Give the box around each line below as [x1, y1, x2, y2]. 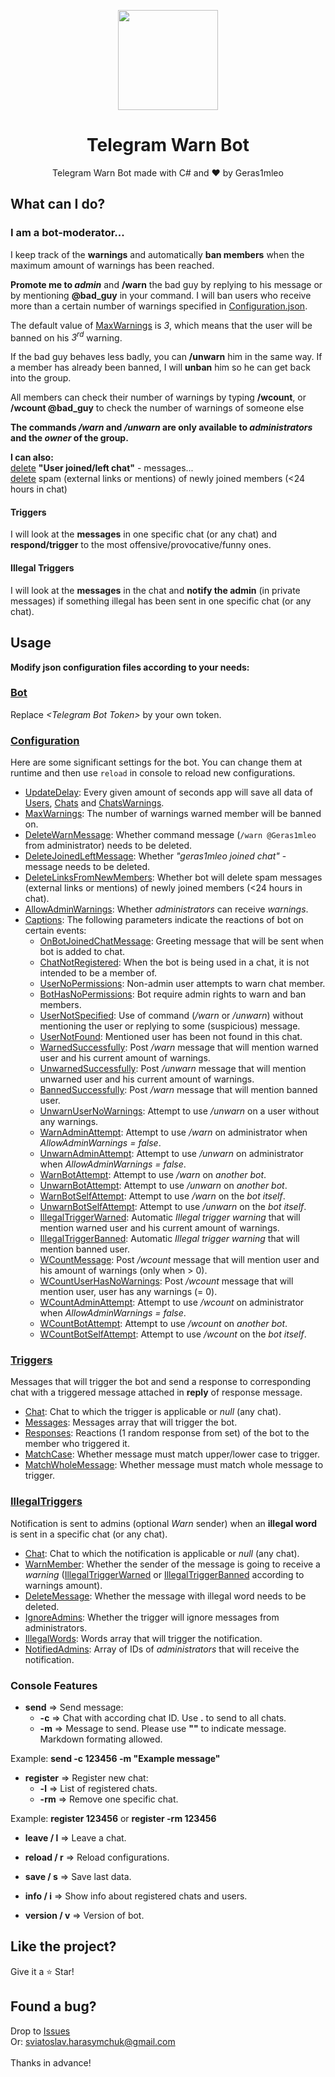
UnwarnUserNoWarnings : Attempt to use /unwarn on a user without [39, 1105, 320, 1117]
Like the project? [10, 1938, 117, 1955]
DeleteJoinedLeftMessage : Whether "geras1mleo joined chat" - [24, 850, 287, 862]
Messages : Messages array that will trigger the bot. [24, 1416, 238, 1429]
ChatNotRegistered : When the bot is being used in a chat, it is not [39, 956, 310, 969]
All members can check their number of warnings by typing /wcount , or [10, 391, 307, 404]
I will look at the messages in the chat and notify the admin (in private [10, 584, 301, 596]
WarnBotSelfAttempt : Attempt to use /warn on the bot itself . [39, 1190, 286, 1202]
